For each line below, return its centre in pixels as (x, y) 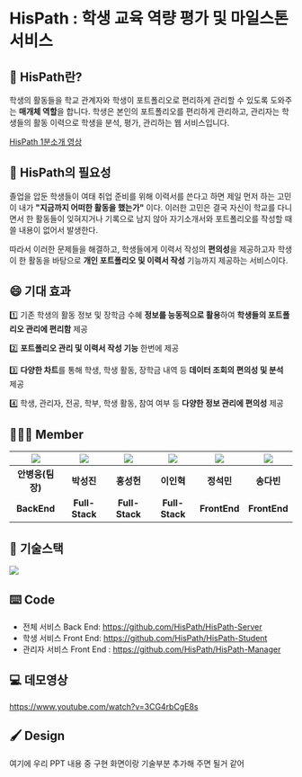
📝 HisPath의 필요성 (60, 173)
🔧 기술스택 (37, 548)
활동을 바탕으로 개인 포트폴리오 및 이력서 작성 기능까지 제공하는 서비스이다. (158, 260)
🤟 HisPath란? (46, 77)
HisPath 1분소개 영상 (46, 142)
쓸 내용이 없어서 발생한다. (54, 229)
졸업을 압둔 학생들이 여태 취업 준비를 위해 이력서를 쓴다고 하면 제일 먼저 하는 (142, 196)
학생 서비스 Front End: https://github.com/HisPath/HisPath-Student (145, 639)
